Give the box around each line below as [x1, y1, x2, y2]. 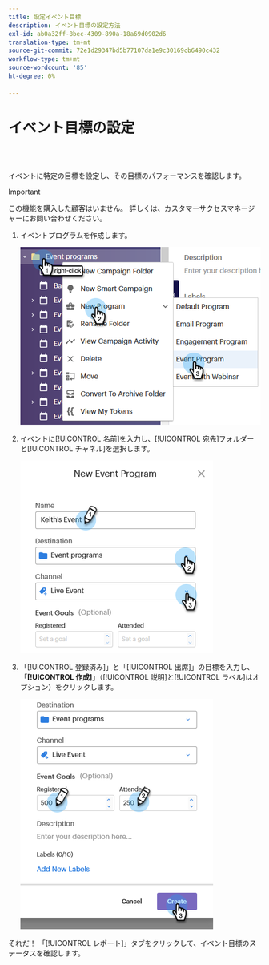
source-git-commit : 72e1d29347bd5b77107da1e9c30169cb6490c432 [8, 46, 220, 55]
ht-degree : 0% [8, 72, 56, 80]
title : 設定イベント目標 [8, 13, 82, 21]
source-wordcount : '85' [8, 64, 88, 72]
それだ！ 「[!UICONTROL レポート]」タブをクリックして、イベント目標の [8, 938, 250, 947]
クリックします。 [62, 682, 118, 692]
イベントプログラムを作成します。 [19, 230, 132, 240]
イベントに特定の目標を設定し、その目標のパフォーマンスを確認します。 [8, 171, 247, 180]
